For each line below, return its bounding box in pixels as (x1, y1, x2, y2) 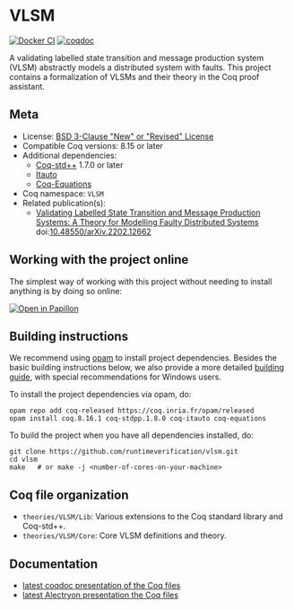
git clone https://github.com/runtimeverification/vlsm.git (9, 448, 239, 457)
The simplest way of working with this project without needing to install (9, 275, 272, 287)
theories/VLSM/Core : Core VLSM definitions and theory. (22, 530, 227, 541)
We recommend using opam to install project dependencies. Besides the (9, 352, 278, 363)
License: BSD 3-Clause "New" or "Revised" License (22, 131, 214, 142)
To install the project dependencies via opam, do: (9, 389, 192, 400)
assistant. (9, 81, 45, 91)
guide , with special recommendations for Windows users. (9, 371, 222, 382)
